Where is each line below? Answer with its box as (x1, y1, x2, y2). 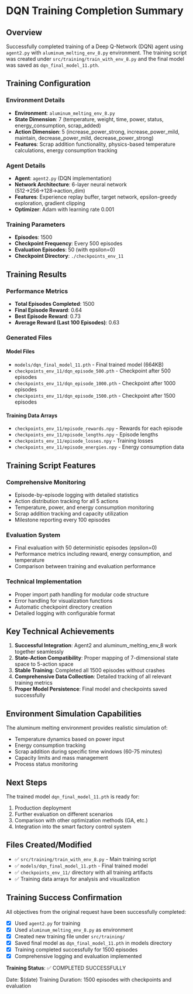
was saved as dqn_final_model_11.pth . (6, 62, 99, 69)
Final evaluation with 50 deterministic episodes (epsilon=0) (14, 544, 157, 551)
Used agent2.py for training (14, 920, 81, 927)
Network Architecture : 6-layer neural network (14, 180, 127, 188)
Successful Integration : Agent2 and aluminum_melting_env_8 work (14, 642, 177, 649)
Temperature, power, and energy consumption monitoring (14, 504, 154, 511)
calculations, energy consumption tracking (14, 146, 118, 153)
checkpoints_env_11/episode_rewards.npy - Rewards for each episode (14, 425, 183, 432)
